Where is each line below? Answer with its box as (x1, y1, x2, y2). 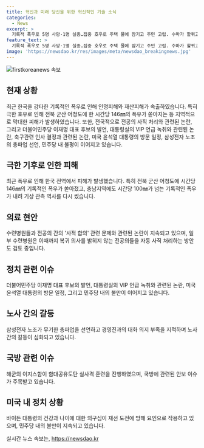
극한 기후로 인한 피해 (6, 160, 78, 170)
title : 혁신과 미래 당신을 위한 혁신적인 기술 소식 (6, 9, 117, 15)
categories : (6, 15, 36, 21)
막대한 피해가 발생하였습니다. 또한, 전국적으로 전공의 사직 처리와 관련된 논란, (12, 118, 192, 125)
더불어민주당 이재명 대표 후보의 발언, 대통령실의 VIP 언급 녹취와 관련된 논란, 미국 (6, 281, 196, 289)
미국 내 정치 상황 (6, 398, 64, 408)
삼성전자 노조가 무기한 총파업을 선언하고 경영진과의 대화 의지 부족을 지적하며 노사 (6, 326, 198, 333)
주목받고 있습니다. (12, 377, 55, 385)
